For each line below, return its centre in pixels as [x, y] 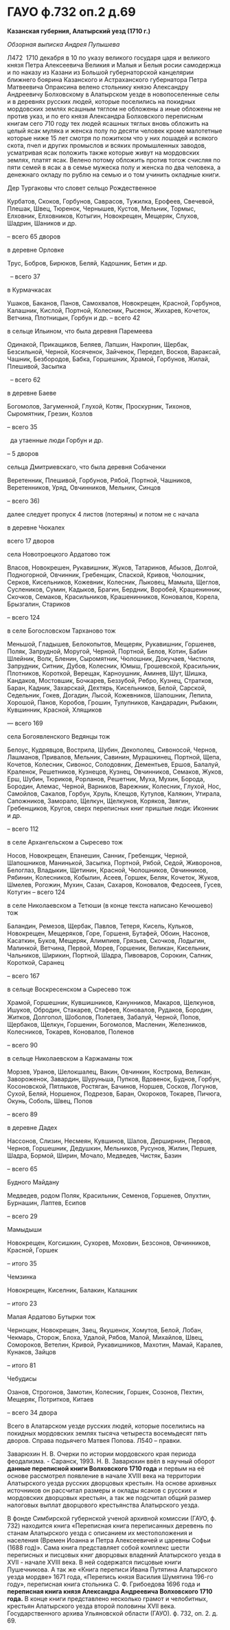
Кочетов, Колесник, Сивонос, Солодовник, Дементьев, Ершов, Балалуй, [114, 764]
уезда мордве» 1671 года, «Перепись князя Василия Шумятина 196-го [111, 1576]
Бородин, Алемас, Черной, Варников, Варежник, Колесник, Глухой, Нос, [114, 786]
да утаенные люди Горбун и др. [57, 440]
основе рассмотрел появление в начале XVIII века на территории [104, 1475]
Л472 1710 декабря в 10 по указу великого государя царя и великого [109, 57]
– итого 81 [22, 1365]
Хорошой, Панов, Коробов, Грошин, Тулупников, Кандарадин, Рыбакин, [113, 702]
